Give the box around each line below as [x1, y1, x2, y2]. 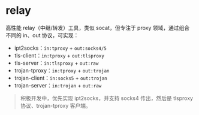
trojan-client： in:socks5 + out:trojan [14, 74, 107, 81]
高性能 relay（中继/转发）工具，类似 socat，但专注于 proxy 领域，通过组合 [5, 24, 190, 31]
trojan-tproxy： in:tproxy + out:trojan [14, 66, 110, 74]
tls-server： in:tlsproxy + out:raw [14, 59, 99, 66]
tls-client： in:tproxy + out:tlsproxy [14, 52, 104, 59]
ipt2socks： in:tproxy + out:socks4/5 [14, 44, 107, 52]
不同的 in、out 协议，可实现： [5, 31, 79, 39]
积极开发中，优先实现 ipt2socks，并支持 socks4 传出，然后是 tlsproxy [20, 94, 193, 102]
